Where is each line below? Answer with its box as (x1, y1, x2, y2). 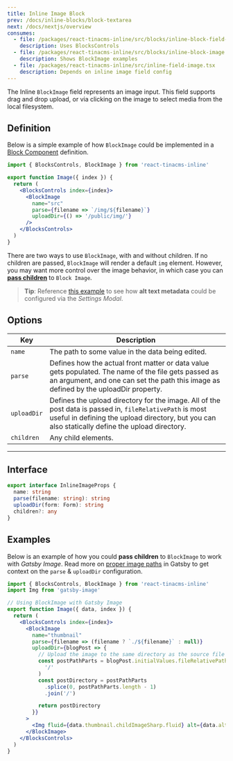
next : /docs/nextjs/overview (7, 23, 92, 30)
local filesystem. (7, 102, 54, 111)
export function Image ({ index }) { (7, 174, 113, 181)
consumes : (7, 29, 36, 37)
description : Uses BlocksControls (19, 42, 119, 49)
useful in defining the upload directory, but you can (49, 413, 216, 423)
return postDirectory (37, 703, 101, 710)
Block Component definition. (7, 148, 89, 156)
